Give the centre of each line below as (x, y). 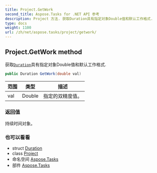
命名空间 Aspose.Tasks (35, 159)
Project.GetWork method (44, 52)
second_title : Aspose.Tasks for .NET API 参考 (52, 14)
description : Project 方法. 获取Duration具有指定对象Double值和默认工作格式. (79, 19)
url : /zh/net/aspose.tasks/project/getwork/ (51, 32)
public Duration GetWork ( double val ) (43, 74)
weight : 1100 (18, 28)
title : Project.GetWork (29, 10)
